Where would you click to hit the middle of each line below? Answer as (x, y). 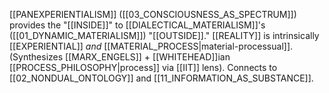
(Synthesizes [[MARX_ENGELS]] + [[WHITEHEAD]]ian (120, 57)
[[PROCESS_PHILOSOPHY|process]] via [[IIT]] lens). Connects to (143, 67)
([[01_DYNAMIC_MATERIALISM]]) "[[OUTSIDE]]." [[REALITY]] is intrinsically (164, 35)
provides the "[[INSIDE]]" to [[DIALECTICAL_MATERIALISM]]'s (137, 25)
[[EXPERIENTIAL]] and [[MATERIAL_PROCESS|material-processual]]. (151, 46)
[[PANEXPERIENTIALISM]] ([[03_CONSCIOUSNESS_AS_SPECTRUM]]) (153, 14)
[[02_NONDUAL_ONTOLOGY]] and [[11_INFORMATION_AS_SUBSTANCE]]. (161, 78)
